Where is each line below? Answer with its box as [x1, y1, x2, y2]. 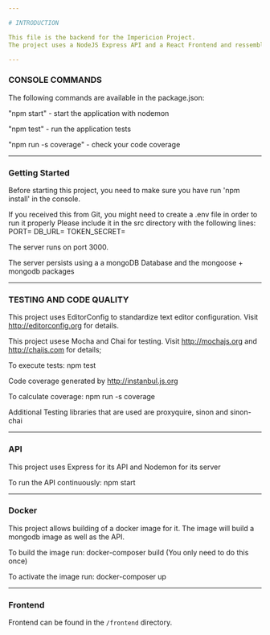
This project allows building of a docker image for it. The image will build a [8, 523, 255, 533]
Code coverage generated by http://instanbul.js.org [8, 376, 178, 386]
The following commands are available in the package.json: [8, 93, 205, 102]
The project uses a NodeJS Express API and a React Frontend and [8, 41, 231, 49]
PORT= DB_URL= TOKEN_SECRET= [8, 226, 126, 236]
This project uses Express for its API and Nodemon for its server [8, 462, 221, 472]
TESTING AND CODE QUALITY [8, 294, 129, 305]
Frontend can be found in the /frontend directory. [8, 617, 173, 628]
